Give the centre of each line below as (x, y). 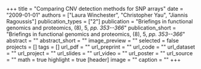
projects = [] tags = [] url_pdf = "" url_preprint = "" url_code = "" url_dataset (101, 47)
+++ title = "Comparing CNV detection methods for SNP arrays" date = (95, 9)
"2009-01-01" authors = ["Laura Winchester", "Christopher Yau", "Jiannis (97, 15)
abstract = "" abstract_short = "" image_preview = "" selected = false (93, 40)
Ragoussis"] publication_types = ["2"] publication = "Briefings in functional (100, 21)
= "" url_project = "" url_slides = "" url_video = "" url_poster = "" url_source (100, 53)
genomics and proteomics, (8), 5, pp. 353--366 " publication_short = (91, 28)
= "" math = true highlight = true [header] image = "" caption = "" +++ (94, 60)
